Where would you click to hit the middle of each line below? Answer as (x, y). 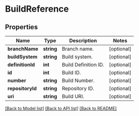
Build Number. (78, 80)
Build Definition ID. (83, 65)
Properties (21, 27)
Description (83, 41)
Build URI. (73, 96)
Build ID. (71, 73)
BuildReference (37, 9)
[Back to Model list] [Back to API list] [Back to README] (61, 108)
